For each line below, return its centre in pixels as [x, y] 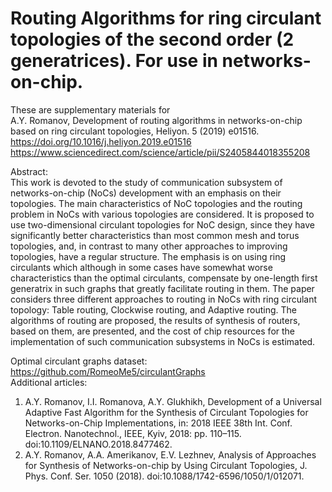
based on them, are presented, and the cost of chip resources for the [153, 331]
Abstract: [29, 171]
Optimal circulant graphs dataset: [79, 361]
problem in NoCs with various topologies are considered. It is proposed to [162, 214]
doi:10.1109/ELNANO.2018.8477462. [98, 444]
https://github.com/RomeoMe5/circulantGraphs [108, 371]
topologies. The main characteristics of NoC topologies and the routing [156, 203]
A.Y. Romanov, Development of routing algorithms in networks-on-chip [156, 120]
